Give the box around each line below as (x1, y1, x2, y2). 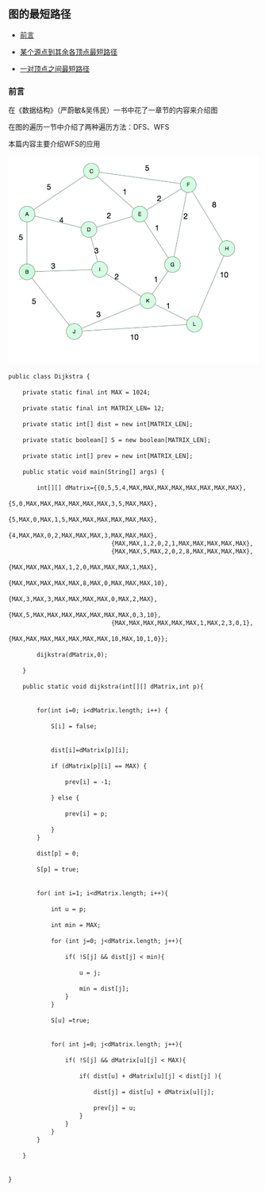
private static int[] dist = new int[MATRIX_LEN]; (22, 421, 194, 429)
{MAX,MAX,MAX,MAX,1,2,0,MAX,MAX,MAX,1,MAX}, (8, 564, 158, 572)
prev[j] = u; (93, 1104, 136, 1112)
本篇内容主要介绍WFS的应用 (8, 139, 101, 149)
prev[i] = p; (64, 810, 109, 818)
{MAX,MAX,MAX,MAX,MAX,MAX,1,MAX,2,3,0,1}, (110, 619, 254, 627)
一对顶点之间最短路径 (19, 64, 90, 73)
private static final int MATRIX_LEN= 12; (22, 405, 165, 413)
